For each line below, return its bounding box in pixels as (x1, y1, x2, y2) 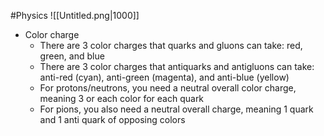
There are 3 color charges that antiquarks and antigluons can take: (39, 61, 315, 72)
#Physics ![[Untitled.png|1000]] (10, 10, 140, 21)
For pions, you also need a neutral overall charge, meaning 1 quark (39, 103, 314, 115)
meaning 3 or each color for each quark (39, 93, 205, 104)
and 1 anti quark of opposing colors (39, 114, 186, 125)
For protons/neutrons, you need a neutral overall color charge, (39, 82, 297, 94)
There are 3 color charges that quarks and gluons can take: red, (39, 40, 303, 51)
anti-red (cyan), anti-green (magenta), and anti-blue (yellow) (39, 71, 290, 83)
